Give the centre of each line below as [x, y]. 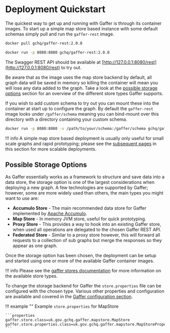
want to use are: [22, 199]
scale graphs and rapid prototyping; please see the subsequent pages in [81, 144]
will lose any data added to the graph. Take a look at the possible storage [81, 88]
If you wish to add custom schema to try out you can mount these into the [82, 103]
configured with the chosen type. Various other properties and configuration [85, 291]
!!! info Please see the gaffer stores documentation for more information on [83, 271]
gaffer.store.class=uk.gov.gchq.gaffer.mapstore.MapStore [68, 320]
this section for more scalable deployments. [51, 149]
